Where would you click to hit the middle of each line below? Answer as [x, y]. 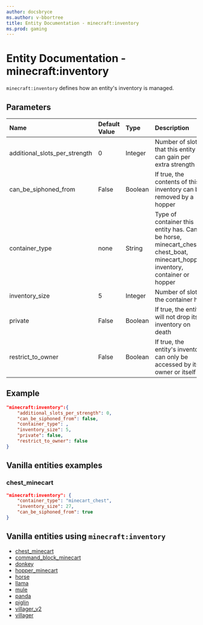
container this [174, 222]
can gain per [173, 157]
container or [172, 274]
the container [174, 300]
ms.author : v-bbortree [35, 18]
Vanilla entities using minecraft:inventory [86, 537]
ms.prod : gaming [27, 29]
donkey [24, 564]
